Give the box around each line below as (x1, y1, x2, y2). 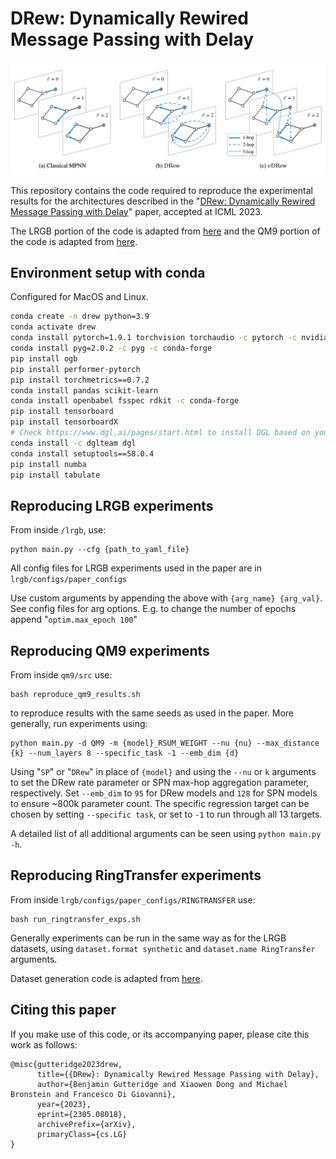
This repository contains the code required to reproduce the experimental (10, 184, 313, 196)
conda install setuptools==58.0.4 (10, 448, 155, 459)
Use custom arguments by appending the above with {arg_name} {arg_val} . (10, 592, 323, 604)
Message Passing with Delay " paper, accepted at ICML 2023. (10, 205, 263, 217)
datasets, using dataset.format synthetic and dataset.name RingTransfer (10, 942, 316, 954)
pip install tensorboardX (10, 417, 118, 427)
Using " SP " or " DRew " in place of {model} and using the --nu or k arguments (10, 766, 317, 778)
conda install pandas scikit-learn (10, 385, 159, 396)
